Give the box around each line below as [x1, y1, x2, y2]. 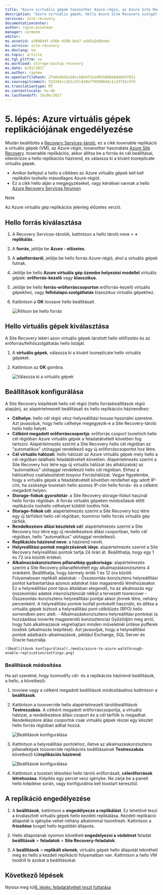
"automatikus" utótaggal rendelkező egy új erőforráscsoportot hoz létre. [12, 446, 156, 452]
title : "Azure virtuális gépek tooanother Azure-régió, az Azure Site [5, 7, 151, 12]
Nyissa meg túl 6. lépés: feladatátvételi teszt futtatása [5, 884, 112, 890]
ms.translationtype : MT [5, 83, 53, 89]
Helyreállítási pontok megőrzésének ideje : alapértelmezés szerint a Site [12, 544, 158, 550]
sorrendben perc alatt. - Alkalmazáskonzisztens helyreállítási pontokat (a [12, 611, 158, 617]
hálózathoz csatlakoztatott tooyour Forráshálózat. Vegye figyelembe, [12, 472, 149, 478]
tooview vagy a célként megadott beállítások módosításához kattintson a [12, 687, 158, 693]
